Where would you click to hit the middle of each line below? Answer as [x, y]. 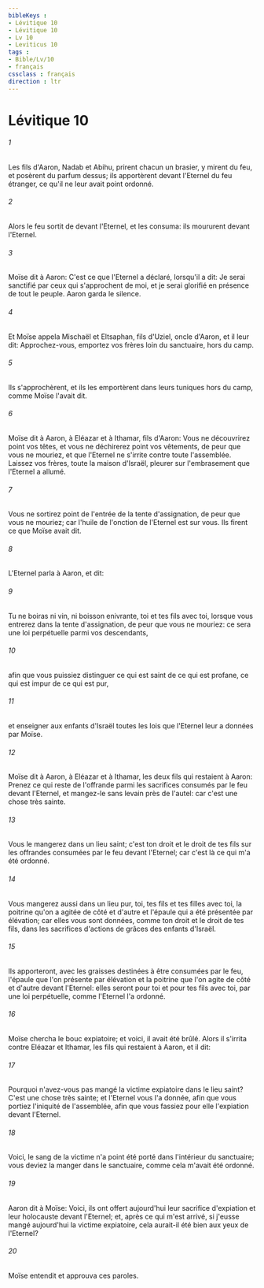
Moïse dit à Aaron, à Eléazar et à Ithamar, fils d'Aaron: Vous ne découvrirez [129, 437]
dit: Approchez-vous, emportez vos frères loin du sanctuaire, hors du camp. [131, 344]
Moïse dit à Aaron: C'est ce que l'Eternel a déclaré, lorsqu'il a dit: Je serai [127, 277]
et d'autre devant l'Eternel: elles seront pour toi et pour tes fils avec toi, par [129, 988]
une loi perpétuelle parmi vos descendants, [78, 632]
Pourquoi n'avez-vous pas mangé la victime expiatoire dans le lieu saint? [126, 1089]
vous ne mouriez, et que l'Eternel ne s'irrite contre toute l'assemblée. [120, 455]
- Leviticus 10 [33, 45]
